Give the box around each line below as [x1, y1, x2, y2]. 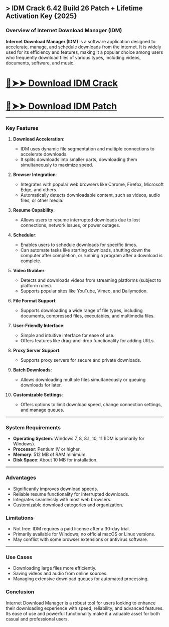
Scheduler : [13, 232, 37, 238]
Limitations [6, 514, 34, 521]
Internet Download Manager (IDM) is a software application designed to [6, 38, 156, 44]
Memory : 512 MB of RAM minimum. [13, 451, 87, 457]
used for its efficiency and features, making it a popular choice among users [6, 49, 163, 55]
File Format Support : [13, 298, 57, 304]
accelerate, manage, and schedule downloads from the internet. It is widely [6, 44, 161, 50]
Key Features [6, 124, 39, 131]
